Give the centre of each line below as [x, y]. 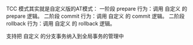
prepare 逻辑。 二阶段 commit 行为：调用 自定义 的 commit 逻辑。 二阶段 [95, 16]
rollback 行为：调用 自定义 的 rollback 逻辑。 [61, 23]
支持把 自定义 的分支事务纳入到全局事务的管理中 [65, 36]
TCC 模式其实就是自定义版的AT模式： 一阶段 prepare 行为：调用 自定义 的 [97, 9]
